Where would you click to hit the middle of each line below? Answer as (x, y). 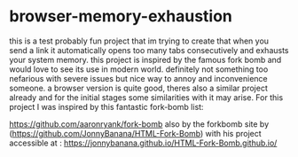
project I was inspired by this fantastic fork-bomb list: (106, 106)
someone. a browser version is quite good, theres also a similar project (138, 88)
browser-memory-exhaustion (121, 16)
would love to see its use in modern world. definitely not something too (139, 69)
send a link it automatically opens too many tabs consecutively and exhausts (149, 50)
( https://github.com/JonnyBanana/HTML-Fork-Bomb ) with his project (135, 133)
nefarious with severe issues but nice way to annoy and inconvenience (138, 78)
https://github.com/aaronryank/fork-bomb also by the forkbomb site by (139, 124)
